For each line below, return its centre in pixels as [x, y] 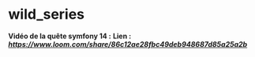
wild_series [47, 14]
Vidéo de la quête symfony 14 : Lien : [70, 36]
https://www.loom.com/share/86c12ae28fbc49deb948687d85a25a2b [128, 44]
